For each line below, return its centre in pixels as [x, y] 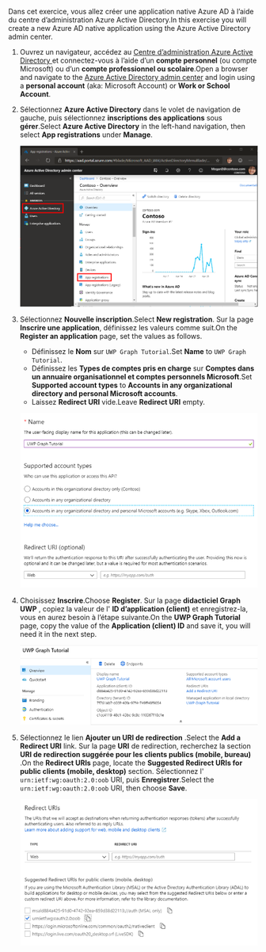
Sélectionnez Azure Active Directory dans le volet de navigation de [130, 109]
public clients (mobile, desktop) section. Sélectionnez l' [112, 771]
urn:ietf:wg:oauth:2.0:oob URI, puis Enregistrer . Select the [117, 779]
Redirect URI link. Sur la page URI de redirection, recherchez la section [135, 746]
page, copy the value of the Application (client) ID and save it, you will [135, 626]
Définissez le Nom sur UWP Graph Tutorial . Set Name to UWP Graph [139, 351]
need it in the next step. [58, 634]
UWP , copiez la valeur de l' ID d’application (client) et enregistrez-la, [133, 609]
